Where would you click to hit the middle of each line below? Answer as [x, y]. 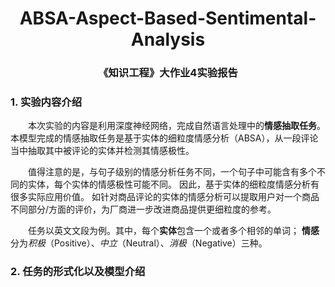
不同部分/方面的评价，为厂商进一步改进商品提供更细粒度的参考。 [143, 209]
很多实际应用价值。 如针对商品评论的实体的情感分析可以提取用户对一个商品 [165, 197]
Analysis [168, 39]
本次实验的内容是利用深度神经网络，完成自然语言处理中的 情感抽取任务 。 [177, 126]
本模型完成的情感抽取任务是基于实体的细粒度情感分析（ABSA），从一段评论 [164, 138]
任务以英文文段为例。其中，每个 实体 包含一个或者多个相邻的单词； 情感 [174, 231]
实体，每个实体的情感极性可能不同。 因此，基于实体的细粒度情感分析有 [173, 184]
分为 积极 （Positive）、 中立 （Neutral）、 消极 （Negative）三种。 [139, 243]
